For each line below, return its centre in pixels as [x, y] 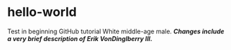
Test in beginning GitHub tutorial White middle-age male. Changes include [116, 31]
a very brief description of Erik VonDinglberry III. [80, 38]
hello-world [42, 12]
